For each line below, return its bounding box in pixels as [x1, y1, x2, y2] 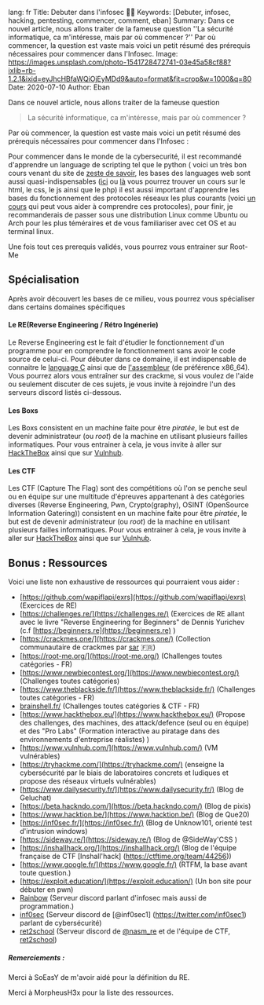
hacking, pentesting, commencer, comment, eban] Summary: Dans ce [8, 16, 235, 25]
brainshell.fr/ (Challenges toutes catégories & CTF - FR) [19, 701, 200, 711]
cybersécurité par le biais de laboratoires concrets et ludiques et [19, 768, 229, 777]
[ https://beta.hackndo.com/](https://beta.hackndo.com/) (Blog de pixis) [19, 802, 251, 811]
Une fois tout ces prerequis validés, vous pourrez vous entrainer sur [8, 242, 229, 251]
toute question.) [19, 868, 71, 878]
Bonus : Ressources [8, 556, 108, 569]
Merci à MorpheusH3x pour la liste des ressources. [8, 988, 174, 997]
